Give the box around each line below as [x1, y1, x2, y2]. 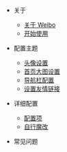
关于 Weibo [23, 21, 56, 29]
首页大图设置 [23, 68, 60, 75]
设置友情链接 [23, 85, 60, 93]
